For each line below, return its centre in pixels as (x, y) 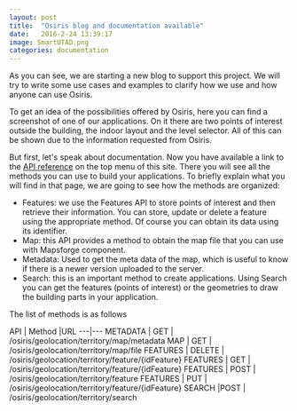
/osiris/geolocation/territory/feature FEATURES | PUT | (108, 379)
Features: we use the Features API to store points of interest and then (149, 203)
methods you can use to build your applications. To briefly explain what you (147, 176)
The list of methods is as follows (68, 314)
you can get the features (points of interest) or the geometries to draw (150, 288)
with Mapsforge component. (74, 250)
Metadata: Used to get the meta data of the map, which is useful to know (155, 259)
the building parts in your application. (90, 297)
